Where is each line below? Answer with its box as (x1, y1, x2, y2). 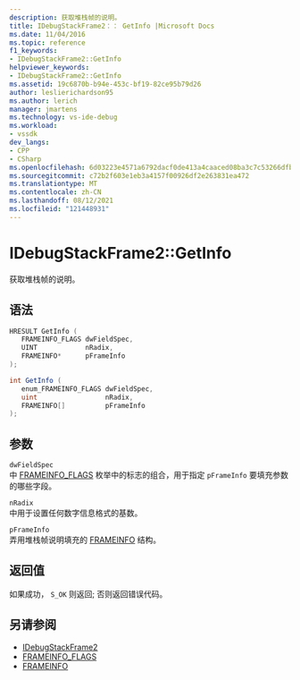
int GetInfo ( (9, 376, 62, 385)
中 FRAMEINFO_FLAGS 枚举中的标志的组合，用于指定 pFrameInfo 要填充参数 (9, 470, 288, 480)
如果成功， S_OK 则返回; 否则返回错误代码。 (9, 588, 168, 599)
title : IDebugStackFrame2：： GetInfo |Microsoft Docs (9, 21, 215, 30)
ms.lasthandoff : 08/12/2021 (9, 196, 114, 206)
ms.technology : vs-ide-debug (9, 113, 118, 122)
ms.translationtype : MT (9, 180, 98, 189)
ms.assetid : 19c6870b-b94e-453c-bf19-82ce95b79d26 (9, 80, 202, 89)
